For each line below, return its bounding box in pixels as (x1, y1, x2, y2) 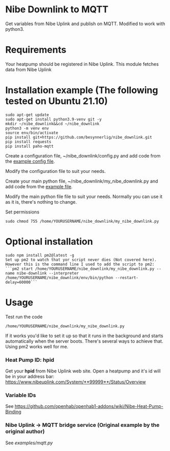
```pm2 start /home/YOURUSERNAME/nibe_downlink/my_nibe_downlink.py (5, 266, 155, 271)
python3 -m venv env (5, 126, 50, 131)
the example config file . (5, 158, 55, 164)
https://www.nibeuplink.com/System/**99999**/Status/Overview (5, 379, 146, 385)
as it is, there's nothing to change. (5, 199, 77, 205)
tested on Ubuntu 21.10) (5, 95, 108, 107)
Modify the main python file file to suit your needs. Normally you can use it (5, 193, 163, 200)
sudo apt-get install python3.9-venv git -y (5, 116, 102, 122)
